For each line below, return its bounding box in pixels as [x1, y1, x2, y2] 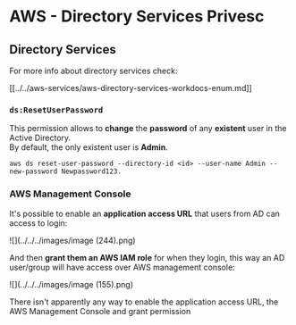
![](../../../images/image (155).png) [9, 279, 134, 289]
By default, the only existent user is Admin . [9, 142, 168, 153]
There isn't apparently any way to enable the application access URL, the [9, 296, 279, 307]
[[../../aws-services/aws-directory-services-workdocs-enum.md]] [9, 83, 252, 93]
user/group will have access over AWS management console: [9, 262, 235, 272]
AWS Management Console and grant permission [9, 305, 191, 316]
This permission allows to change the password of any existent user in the [9, 123, 287, 134]
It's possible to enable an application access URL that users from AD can [9, 208, 280, 219]
